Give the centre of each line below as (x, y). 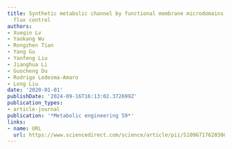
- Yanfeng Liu (28, 58)
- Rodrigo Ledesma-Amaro (43, 77)
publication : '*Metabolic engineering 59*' (71, 115)
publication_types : (35, 103)
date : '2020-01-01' (35, 90)
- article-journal (33, 109)
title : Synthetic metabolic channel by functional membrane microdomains (116, 13)
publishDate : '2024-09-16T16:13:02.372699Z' (72, 97)
